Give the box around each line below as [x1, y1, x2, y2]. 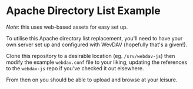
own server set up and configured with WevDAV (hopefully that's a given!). [6, 41, 188, 48]
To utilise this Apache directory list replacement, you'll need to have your [6, 35, 183, 42]
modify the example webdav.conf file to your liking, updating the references [6, 59, 188, 66]
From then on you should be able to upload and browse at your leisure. [6, 76, 178, 83]
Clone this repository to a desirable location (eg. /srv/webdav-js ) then [6, 52, 175, 59]
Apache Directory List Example [6, 4, 161, 18]
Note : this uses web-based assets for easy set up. [6, 23, 128, 30]
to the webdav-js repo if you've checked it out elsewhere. [6, 64, 144, 71]
